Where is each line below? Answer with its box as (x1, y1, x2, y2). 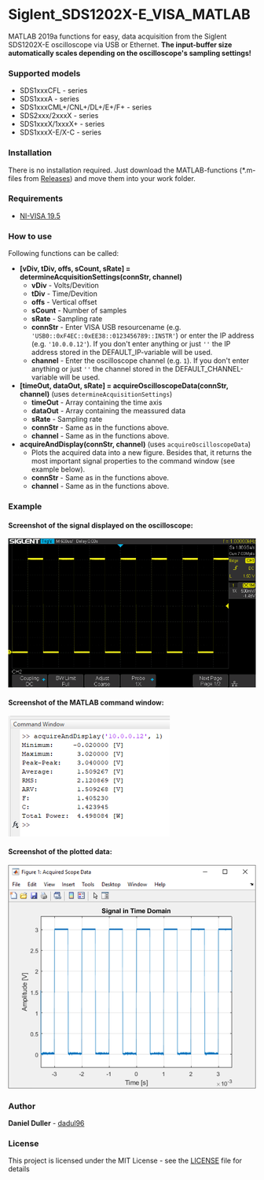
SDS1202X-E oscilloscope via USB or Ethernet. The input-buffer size (8, 39, 233, 49)
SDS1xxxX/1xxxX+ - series (19, 120, 105, 129)
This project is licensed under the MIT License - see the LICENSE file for (8, 1156, 242, 1166)
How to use (8, 231, 53, 242)
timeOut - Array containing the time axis (31, 398, 163, 407)
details (8, 1164, 30, 1174)
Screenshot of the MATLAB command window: (8, 698, 164, 708)
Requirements (8, 193, 64, 204)
